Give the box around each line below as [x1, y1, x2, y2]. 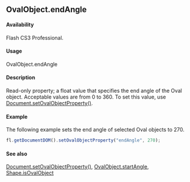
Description [6, 74, 36, 81]
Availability [6, 21, 34, 28]
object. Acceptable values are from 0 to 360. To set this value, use [6, 93, 167, 100]
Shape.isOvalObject [6, 170, 54, 177]
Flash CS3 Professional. [6, 34, 64, 41]
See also [6, 150, 27, 157]
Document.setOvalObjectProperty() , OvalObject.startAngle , [6, 163, 149, 170]
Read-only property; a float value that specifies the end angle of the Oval [6, 87, 182, 94]
